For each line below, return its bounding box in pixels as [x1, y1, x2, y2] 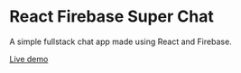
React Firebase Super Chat [9, 6, 214, 27]
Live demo [9, 53, 49, 64]
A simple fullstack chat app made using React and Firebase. [9, 36, 232, 47]
